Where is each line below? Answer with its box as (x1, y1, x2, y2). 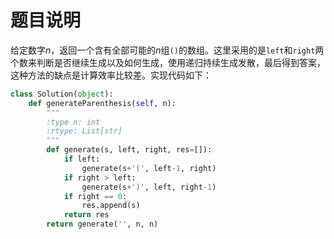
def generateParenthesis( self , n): (28, 98, 177, 108)
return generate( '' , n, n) (46, 219, 159, 230)
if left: (63, 154, 101, 165)
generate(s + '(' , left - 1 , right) (81, 163, 217, 173)
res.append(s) (81, 201, 141, 211)
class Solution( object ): (10, 89, 114, 99)
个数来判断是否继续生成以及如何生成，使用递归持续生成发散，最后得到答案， (10, 56, 326, 68)
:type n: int (46, 117, 101, 127)
